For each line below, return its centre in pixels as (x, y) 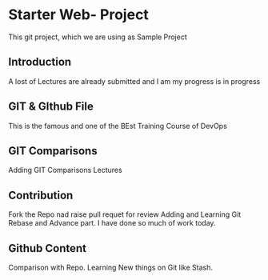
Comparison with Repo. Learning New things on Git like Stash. (111, 267)
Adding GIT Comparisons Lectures (65, 170)
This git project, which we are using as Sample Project (98, 37)
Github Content (47, 248)
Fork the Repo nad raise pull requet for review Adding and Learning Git (125, 214)
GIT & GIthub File (51, 107)
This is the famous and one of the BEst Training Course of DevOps (118, 126)
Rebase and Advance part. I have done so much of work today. (112, 223)
